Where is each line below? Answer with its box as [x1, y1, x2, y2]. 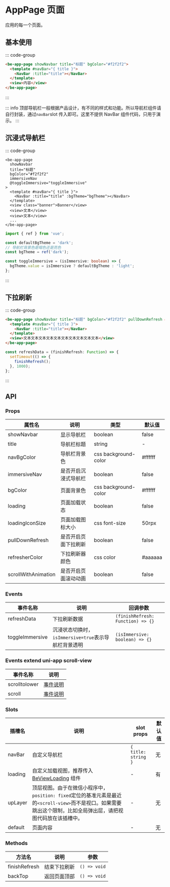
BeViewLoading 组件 [32, 775, 81, 782]
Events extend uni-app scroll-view [5, 657, 92, 664]
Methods [5, 839, 28, 846]
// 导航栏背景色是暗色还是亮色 [5, 245, 62, 250]
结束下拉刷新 [44, 864, 75, 871]
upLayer [8, 799, 28, 806]
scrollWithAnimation [8, 571, 56, 578]
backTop [8, 873, 29, 880]
